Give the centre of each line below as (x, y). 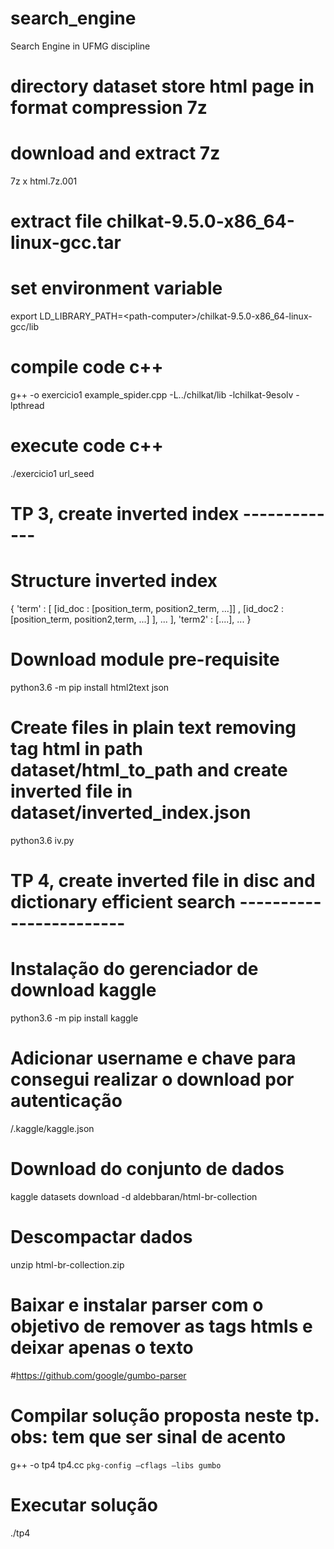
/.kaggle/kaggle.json (52, 1129)
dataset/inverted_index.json (131, 813)
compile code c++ (87, 367)
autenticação (66, 1101)
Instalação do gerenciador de (134, 969)
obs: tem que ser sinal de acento (148, 1437)
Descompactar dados (101, 1237)
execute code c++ (87, 446)
